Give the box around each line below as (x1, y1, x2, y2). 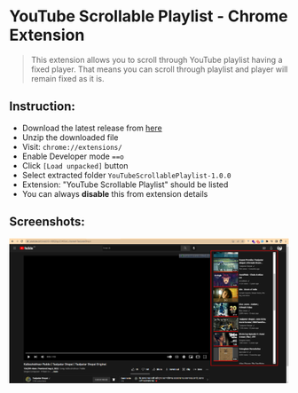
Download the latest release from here (21, 122, 162, 133)
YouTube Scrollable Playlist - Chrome (9, 6, 288, 27)
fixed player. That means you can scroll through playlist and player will (30, 64, 288, 75)
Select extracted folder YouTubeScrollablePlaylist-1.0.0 (21, 169, 232, 180)
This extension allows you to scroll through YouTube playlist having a (30, 54, 283, 65)
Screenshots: (9, 215, 86, 230)
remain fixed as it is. (30, 73, 105, 83)
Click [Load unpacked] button (21, 160, 129, 170)
